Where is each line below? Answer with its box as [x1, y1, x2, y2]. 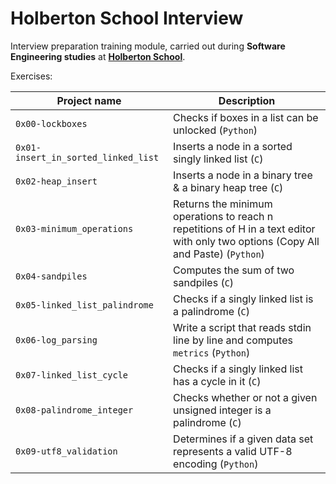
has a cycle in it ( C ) [173, 374, 262, 388]
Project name [56, 93, 122, 107]
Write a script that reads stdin [173, 320, 312, 334]
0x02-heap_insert [15, 175, 98, 187]
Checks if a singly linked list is [173, 292, 314, 306]
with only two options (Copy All [173, 234, 320, 248]
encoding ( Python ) [173, 457, 259, 471]
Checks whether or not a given [173, 390, 318, 404]
